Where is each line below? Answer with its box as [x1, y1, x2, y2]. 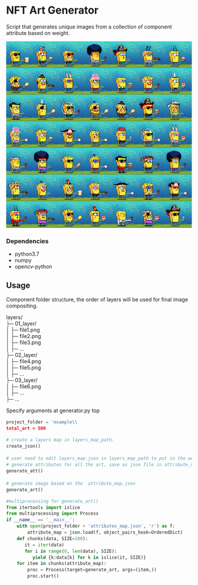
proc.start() [27, 573, 60, 579]
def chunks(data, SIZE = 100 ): [16, 535, 88, 542]
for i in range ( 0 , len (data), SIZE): [24, 548, 117, 554]
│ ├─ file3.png [6, 339, 41, 346]
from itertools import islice [6, 504, 81, 510]
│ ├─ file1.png [6, 326, 40, 333]
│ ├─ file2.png [6, 333, 41, 340]
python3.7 [14, 250, 39, 258]
